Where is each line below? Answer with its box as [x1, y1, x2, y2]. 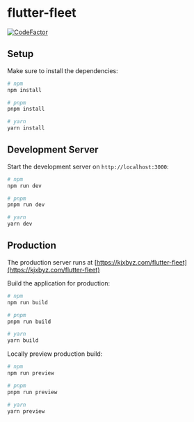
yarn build [7, 337, 39, 344]
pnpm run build [7, 318, 51, 325]
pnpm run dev [7, 201, 45, 208]
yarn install [7, 125, 45, 132]
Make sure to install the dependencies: [7, 66, 118, 75]
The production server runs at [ [7, 258, 97, 266]
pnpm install [7, 106, 45, 113]
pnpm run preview [7, 389, 58, 396]
